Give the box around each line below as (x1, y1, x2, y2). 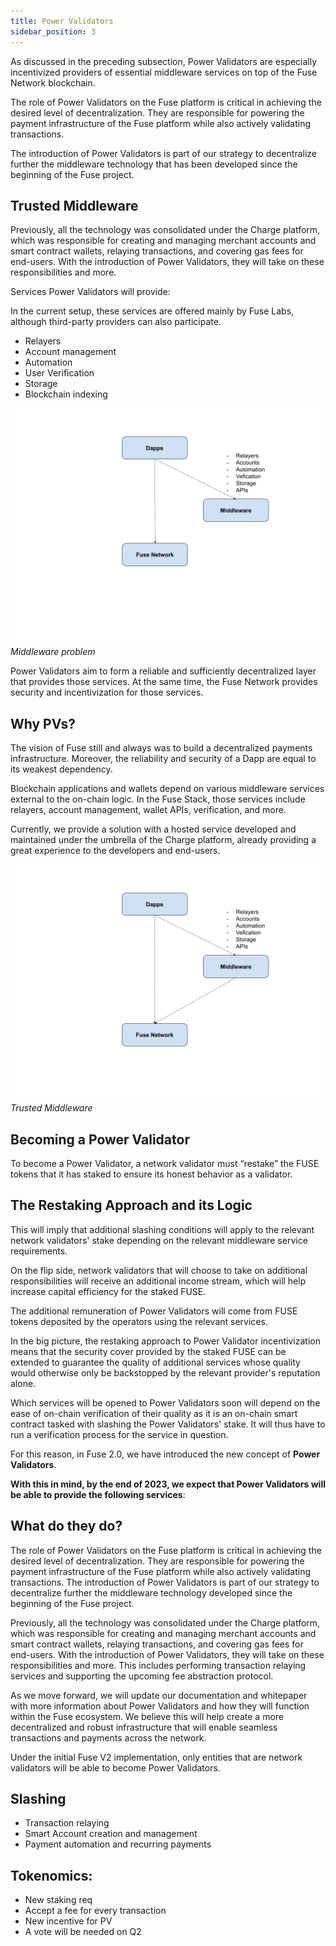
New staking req (24, 1894, 93, 1906)
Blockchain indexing (24, 388, 108, 400)
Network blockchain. (10, 76, 96, 89)
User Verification (24, 367, 95, 379)
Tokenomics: (10, 1867, 93, 1884)
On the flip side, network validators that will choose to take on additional (10, 1264, 308, 1276)
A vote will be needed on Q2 (24, 1926, 142, 1938)
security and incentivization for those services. (10, 686, 204, 699)
